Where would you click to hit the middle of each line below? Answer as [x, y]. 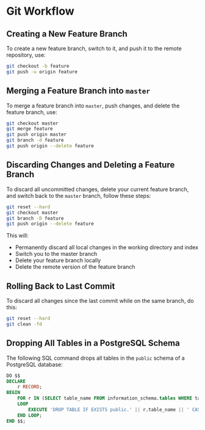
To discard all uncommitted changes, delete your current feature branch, [98, 189]
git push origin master [37, 135]
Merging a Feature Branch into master [78, 91]
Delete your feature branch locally [58, 260]
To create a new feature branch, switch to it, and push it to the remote [94, 48]
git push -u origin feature [42, 71]
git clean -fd [24, 324]
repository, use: [26, 55]
